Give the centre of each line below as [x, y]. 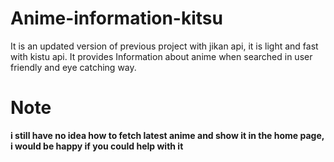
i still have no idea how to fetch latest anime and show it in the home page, [167, 135]
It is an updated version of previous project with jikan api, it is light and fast [164, 46]
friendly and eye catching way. [73, 67]
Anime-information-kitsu [116, 18]
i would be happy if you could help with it [97, 146]
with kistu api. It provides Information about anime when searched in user [161, 56]
